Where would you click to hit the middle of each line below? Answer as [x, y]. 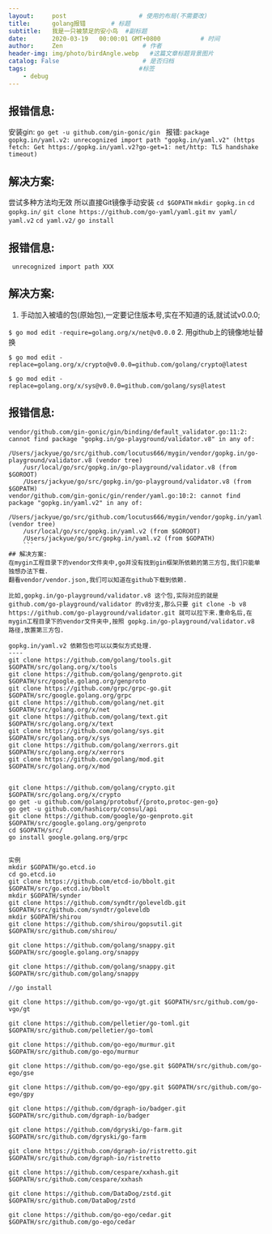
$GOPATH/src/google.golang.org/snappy [74, 952]
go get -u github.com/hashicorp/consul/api [83, 809]
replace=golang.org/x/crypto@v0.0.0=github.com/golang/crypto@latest [128, 364]
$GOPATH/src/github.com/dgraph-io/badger [79, 1116]
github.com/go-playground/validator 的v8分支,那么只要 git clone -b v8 [127, 604]
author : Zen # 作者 [85, 46]
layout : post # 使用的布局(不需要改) [108, 16]
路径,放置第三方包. [36, 630]
